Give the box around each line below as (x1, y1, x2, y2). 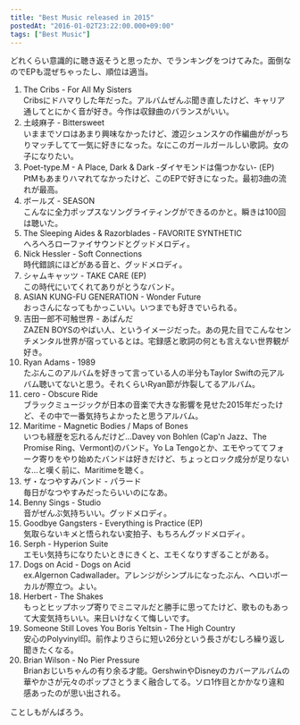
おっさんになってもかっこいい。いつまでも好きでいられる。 (22, 302, 242, 313)
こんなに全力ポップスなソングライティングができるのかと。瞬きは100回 (22, 207, 287, 217)
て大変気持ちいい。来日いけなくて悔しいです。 (22, 613, 195, 624)
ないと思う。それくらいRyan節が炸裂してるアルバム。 (62, 379, 260, 390)
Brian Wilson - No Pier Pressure (22, 654, 140, 666)
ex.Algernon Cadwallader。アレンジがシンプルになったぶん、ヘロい (22, 569, 273, 581)
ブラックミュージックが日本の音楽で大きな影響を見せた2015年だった (22, 400, 276, 410)
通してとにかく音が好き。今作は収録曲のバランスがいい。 (22, 106, 235, 117)
